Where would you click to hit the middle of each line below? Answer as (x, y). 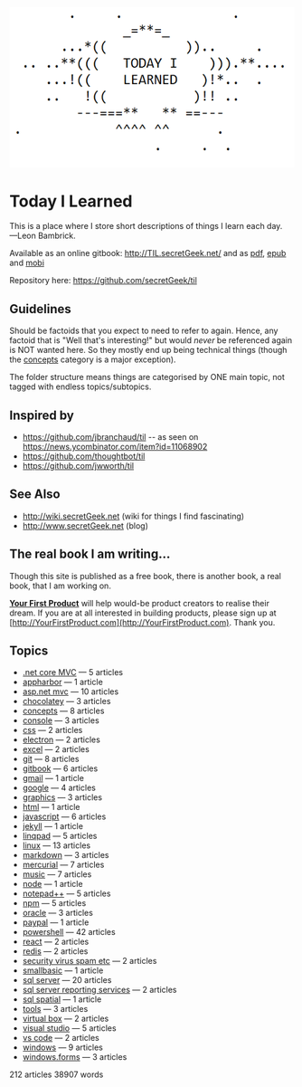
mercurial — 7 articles (63, 865)
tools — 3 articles (55, 1009)
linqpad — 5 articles (60, 836)
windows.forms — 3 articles (75, 1057)
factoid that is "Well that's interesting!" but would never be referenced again (151, 340)
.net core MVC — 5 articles (73, 672)
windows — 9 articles (63, 1047)
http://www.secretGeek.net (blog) (85, 525)
